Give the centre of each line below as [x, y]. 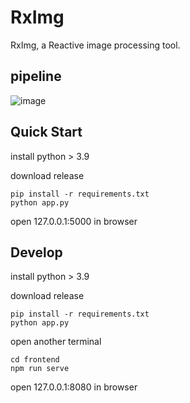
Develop [36, 252]
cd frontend [35, 360]
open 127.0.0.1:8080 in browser [74, 387]
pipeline [36, 76]
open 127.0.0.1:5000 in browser [74, 221]
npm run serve [40, 369]
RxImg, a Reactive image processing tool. [95, 45]
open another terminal [56, 342]
